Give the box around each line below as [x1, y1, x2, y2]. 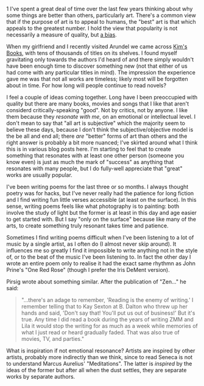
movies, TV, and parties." [21, 335, 84, 342]
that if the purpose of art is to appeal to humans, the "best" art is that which [6, 18, 196, 25]
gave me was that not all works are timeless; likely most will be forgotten [6, 76, 188, 82]
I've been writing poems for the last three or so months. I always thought [6, 183, 189, 190]
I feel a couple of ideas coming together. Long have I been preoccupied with [6, 94, 198, 101]
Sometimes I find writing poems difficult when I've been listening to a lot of [6, 234, 194, 241]
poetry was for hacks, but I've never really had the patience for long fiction [6, 190, 194, 197]
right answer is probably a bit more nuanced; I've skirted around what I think [6, 139, 198, 146]
